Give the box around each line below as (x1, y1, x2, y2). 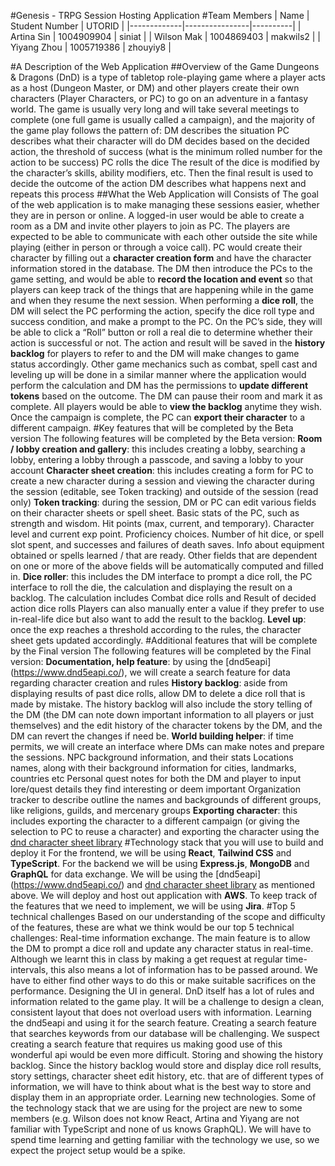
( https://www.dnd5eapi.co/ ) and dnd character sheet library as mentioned (10, 879, 316, 890)
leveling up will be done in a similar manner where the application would (10, 369, 307, 380)
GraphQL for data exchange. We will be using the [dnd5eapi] (10, 868, 262, 880)
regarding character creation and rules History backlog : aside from (10, 677, 288, 689)
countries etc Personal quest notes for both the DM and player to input (10, 773, 302, 784)
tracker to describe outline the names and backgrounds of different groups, (10, 794, 322, 805)
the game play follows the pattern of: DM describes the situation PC (10, 125, 290, 136)
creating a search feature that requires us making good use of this (10, 1038, 283, 1050)
